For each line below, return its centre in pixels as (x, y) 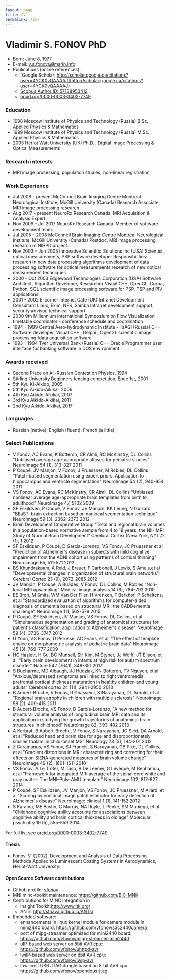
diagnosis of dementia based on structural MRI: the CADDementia (81, 606)
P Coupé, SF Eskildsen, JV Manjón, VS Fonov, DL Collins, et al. (78, 617)
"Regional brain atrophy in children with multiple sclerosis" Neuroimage (87, 698)
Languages (20, 419)
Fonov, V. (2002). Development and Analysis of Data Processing (80, 856)
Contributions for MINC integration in (51, 900)
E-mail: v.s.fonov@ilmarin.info (44, 64)
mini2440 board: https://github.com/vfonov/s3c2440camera (83, 927)
